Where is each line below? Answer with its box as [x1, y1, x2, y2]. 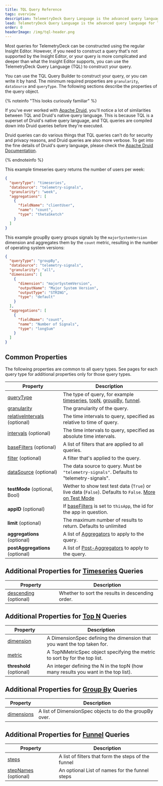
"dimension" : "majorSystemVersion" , [17, 281, 92, 286]
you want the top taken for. [47, 641, 108, 648]
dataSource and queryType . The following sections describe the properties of [5, 84, 158, 89]
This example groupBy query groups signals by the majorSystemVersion [5, 234, 147, 240]
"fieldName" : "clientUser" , [17, 203, 75, 208]
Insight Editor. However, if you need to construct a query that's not [5, 48, 138, 54]
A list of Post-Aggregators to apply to [63, 544, 149, 551]
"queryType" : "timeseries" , [9, 180, 66, 185]
